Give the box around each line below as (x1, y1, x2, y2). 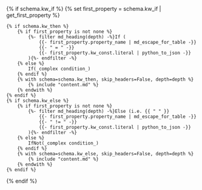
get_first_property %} (6, 12, 60, 19)
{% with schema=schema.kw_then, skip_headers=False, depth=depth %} (17, 76, 194, 83)
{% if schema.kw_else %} (6, 98, 69, 104)
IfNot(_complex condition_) (28, 140, 99, 146)
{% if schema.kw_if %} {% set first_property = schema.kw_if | (6, 5, 161, 12)
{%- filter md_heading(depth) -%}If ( (28, 34, 126, 40)
